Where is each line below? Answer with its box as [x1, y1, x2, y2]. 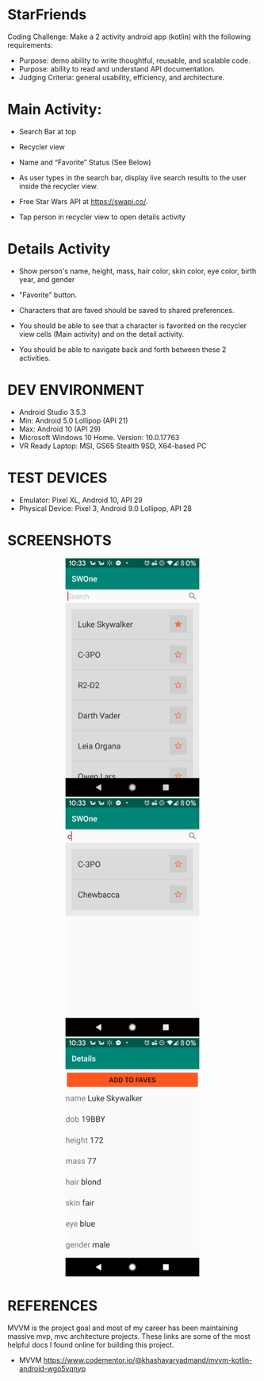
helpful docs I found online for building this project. [7, 1340, 174, 1349]
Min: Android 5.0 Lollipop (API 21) [18, 416, 128, 425]
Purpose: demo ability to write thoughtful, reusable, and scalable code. [18, 56, 251, 65]
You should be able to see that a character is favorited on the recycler [18, 320, 247, 331]
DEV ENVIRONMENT [7, 381, 145, 399]
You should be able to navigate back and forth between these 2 [18, 344, 227, 354]
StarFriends [7, 6, 87, 24]
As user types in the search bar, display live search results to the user [18, 172, 247, 182]
